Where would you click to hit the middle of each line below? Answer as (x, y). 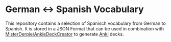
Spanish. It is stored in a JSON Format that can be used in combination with (85, 28)
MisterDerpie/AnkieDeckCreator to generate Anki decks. (65, 34)
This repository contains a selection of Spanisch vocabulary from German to (86, 23)
